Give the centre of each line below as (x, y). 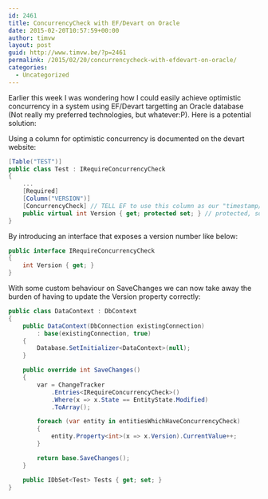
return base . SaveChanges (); (83, 458)
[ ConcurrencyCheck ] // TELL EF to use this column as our (121, 206)
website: (22, 147)
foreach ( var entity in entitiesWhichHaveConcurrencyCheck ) (139, 422)
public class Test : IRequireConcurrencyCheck (87, 169)
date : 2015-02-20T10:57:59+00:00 (64, 30)
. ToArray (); (71, 407)
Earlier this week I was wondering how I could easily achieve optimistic (125, 97)
